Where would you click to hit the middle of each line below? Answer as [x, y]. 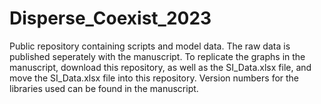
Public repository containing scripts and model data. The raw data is [150, 46]
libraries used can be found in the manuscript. [104, 88]
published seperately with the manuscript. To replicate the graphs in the [157, 56]
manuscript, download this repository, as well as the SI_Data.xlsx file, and [160, 67]
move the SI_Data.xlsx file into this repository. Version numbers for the [154, 78]
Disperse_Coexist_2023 [110, 18]
